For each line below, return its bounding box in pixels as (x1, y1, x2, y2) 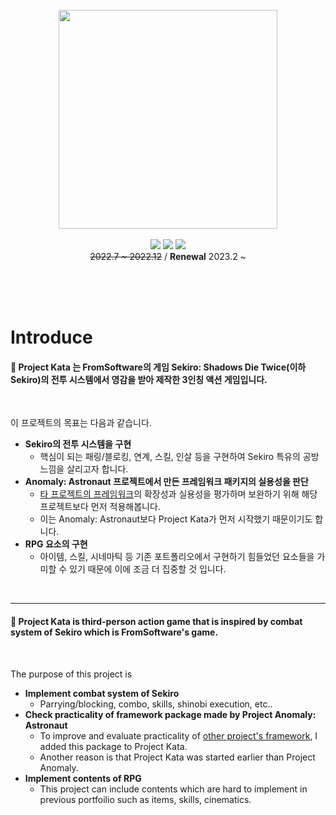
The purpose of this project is (10, 668, 133, 680)
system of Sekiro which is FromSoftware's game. (10, 626, 219, 638)
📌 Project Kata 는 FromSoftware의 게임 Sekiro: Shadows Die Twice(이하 (10, 361, 307, 373)
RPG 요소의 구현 (24, 538, 88, 550)
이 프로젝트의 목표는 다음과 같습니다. (10, 417, 152, 429)
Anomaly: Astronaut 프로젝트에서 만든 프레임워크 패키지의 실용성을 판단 (24, 476, 309, 488)
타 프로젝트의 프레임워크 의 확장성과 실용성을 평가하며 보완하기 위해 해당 (39, 488, 318, 500)
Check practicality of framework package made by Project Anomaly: (24, 708, 317, 720)
